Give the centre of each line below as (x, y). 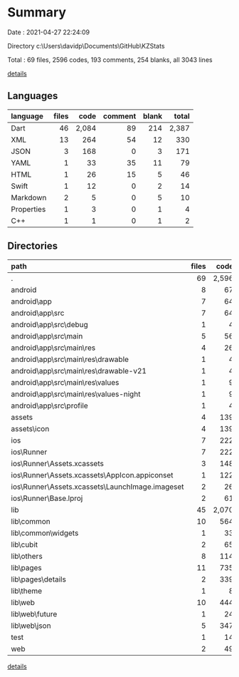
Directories (33, 246)
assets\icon (30, 428)
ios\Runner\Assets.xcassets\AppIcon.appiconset (92, 475)
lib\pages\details (38, 579)
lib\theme (27, 591)
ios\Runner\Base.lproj (47, 498)
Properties (28, 209)
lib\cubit (25, 544)
